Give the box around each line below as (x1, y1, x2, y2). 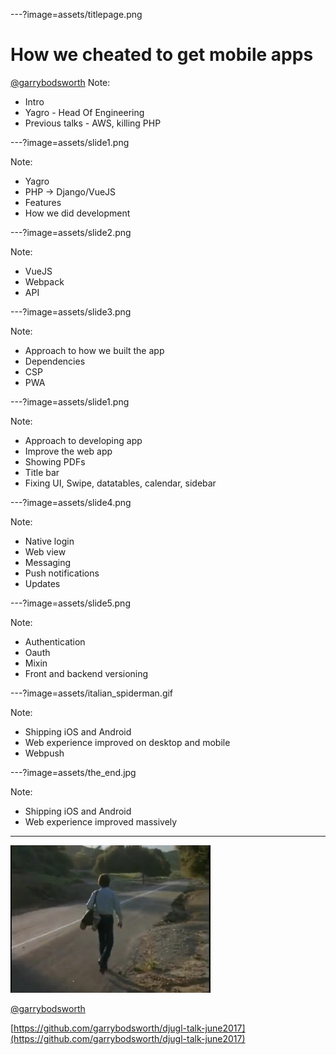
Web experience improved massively (24, 815, 178, 828)
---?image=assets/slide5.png (10, 597, 131, 609)
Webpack (24, 275, 65, 288)
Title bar (24, 466, 60, 478)
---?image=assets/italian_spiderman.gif (10, 687, 174, 699)
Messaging (24, 556, 72, 568)
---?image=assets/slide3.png (10, 305, 132, 318)
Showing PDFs (24, 455, 86, 468)
